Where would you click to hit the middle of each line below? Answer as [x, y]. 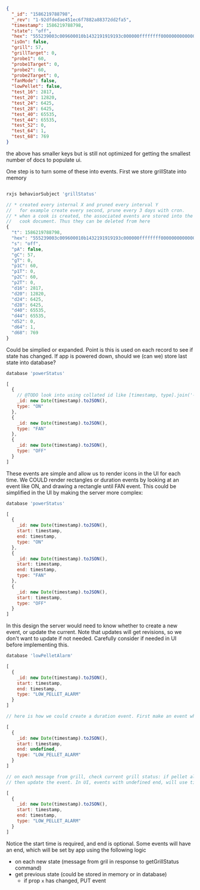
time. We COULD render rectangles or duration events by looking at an [93, 480]
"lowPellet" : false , [37, 87]
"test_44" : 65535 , [35, 120]
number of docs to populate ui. [44, 160]
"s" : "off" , [26, 243]
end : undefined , [37, 749]
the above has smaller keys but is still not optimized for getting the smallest [98, 153]
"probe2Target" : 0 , [36, 75]
